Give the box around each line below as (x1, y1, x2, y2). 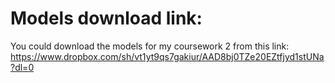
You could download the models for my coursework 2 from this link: (10, 40, 290, 52)
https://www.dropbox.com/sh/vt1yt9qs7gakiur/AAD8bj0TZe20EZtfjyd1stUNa (10, 50, 325, 62)
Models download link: (10, 7, 203, 30)
